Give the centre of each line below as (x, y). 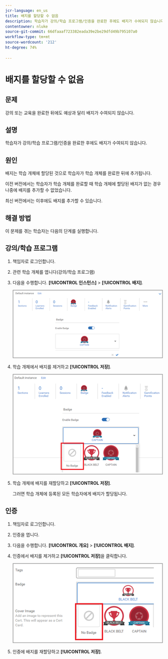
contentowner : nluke (27, 27)
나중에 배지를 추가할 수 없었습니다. (38, 190)
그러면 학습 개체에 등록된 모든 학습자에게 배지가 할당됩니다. (70, 494)
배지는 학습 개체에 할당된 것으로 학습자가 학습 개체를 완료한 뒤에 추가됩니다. (78, 173)
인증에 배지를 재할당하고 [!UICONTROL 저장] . (57, 651)
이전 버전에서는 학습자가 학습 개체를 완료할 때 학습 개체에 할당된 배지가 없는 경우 (83, 184)
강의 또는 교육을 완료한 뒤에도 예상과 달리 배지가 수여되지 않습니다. (70, 113)
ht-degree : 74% (21, 48)
